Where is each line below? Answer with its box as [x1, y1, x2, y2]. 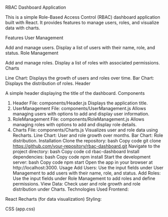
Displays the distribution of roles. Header [5, 81, 91, 86]
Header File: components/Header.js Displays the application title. [12, 100, 148, 106]
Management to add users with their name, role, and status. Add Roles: [12, 170, 161, 176]
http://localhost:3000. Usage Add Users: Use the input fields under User [12, 165, 163, 170]
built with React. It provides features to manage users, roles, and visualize [5, 20, 159, 25]
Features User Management [5, 35, 64, 41]
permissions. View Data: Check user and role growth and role [12, 181, 141, 187]
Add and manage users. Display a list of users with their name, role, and [5, 45, 155, 50]
